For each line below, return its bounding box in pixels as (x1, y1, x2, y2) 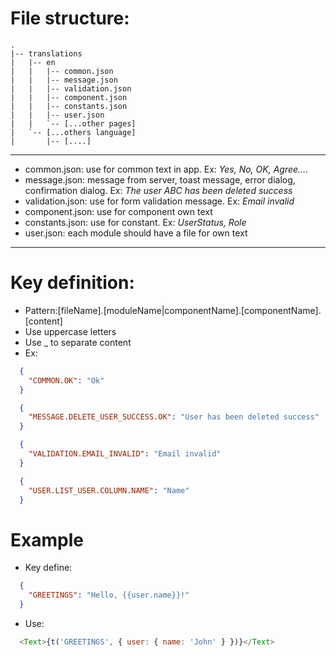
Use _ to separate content (24, 336, 132, 348)
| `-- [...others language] (10, 127, 137, 137)
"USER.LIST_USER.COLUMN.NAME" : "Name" (28, 485, 190, 496)
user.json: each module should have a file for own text (24, 227, 248, 239)
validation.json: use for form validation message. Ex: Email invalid (24, 195, 295, 207)
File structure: (10, 7, 130, 30)
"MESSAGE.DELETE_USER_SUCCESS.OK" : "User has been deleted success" (28, 412, 320, 422)
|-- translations (10, 48, 83, 59)
